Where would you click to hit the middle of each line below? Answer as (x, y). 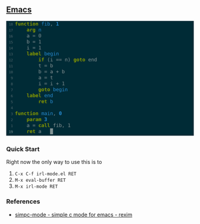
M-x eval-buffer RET (40, 181)
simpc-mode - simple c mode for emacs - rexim (74, 214)
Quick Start (23, 149)
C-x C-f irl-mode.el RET (46, 174)
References (23, 201)
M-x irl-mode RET (36, 187)
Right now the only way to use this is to (54, 162)
